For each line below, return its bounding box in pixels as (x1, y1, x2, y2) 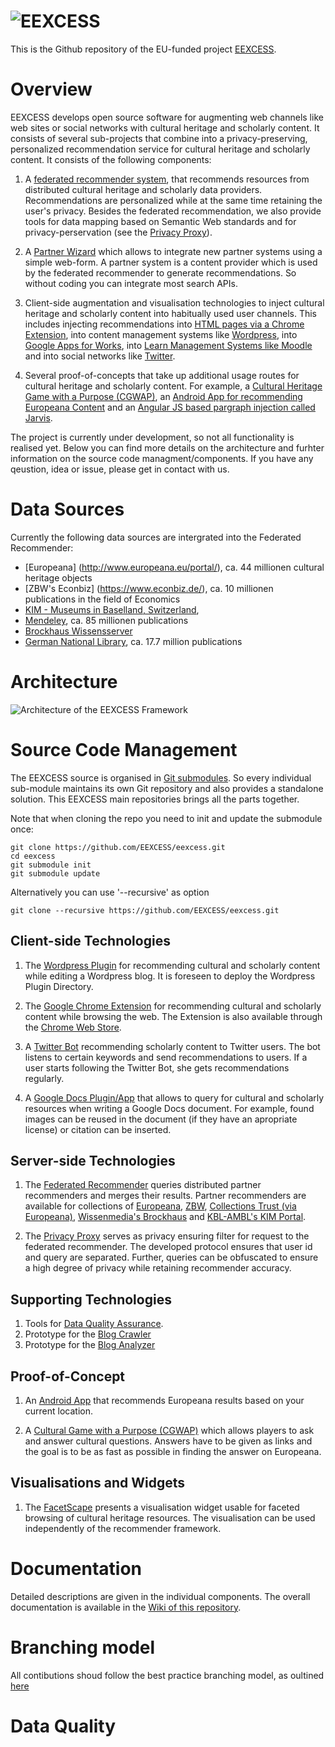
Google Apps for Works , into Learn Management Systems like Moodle (24, 339, 313, 351)
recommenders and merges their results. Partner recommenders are (24, 1190, 307, 1202)
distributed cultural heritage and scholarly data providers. (24, 183, 263, 195)
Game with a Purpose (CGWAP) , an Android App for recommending (24, 390, 303, 402)
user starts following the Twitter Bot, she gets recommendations (24, 1061, 290, 1074)
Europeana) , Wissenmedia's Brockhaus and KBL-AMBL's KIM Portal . (24, 1211, 307, 1223)
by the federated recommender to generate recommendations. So (24, 266, 297, 279)
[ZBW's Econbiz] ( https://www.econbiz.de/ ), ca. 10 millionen (24, 582, 274, 594)
